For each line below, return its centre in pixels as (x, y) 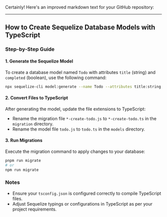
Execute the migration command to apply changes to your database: (75, 151)
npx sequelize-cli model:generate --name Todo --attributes (69, 86)
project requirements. (35, 209)
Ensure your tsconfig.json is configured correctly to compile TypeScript (87, 193)
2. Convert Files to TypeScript (37, 98)
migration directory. (33, 124)
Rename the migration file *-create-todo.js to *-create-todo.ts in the (84, 118)
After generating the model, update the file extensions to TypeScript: (75, 109)
